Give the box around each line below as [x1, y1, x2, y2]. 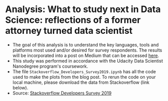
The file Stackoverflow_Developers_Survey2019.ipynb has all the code [12, 68, 156, 74]
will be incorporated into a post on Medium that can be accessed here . [12, 52, 159, 59]
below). [12, 84, 29, 90]
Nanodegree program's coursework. [12, 63, 89, 69]
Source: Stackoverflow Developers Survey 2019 [12, 90, 112, 96]
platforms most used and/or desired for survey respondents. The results [12, 47, 162, 53]
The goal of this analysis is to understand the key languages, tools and [12, 41, 159, 47]
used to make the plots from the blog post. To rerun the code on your [12, 74, 156, 80]
